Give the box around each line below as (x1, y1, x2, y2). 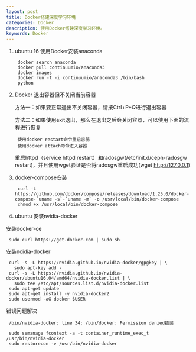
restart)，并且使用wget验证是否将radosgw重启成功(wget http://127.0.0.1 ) (14, 162, 191, 169)
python (17, 80, 34, 86)
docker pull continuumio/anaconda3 (17, 64, 105, 71)
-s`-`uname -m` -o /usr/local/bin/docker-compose (54, 196, 179, 202)
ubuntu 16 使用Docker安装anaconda (14, 48, 103, 55)
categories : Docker (6, 20, 54, 25)
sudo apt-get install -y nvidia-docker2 (8, 291, 110, 297)
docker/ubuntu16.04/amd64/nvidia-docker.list (6, 276, 120, 282)
